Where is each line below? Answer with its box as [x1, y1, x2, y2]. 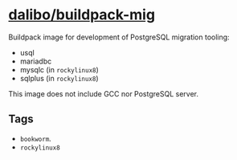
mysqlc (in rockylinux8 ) [19, 64, 99, 74]
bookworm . [19, 133, 52, 143]
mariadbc [19, 56, 52, 66]
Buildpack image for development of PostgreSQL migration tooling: [8, 32, 231, 42]
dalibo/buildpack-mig [8, 6, 155, 24]
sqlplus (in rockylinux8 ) [19, 73, 99, 83]
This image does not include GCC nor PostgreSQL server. [8, 88, 199, 98]
